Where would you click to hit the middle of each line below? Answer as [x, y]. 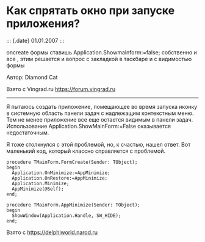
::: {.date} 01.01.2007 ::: [35, 40]
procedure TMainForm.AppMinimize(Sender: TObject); [73, 205]
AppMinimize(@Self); [38, 189]
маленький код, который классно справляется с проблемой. [86, 151]
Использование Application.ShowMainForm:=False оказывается [88, 126]
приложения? [43, 24]
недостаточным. [28, 133]
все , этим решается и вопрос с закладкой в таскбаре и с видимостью [99, 59]
